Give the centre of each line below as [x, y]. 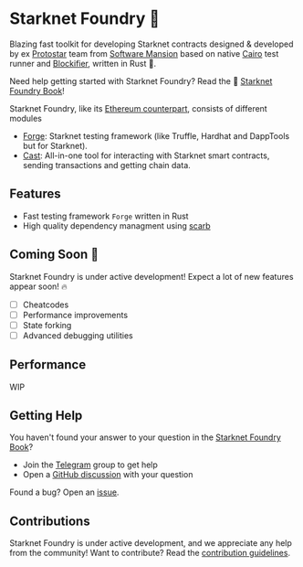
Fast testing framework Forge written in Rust [105, 216]
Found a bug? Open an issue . [64, 492]
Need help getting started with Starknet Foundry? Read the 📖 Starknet [141, 80]
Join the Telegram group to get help [90, 465]
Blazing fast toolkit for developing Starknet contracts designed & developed [151, 44]
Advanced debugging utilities [78, 335]
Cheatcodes [46, 305]
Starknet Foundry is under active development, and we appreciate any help [151, 543]
